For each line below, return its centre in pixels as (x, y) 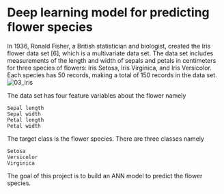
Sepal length (26, 108)
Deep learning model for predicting (108, 13)
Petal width (24, 126)
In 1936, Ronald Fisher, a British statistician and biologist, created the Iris (109, 46)
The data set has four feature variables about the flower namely (97, 95)
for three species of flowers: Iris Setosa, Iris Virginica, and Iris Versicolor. (109, 68)
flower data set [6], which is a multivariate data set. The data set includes (110, 53)
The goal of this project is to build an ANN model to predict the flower (105, 176)
